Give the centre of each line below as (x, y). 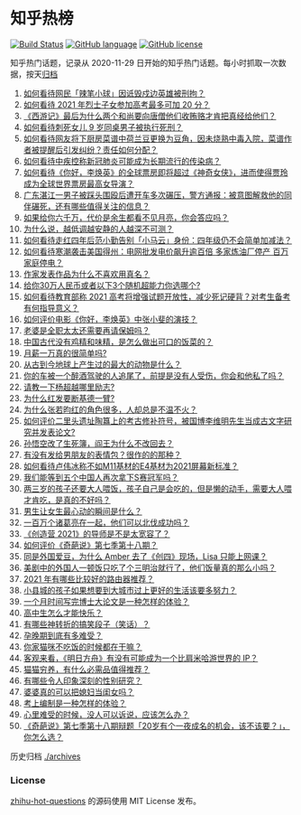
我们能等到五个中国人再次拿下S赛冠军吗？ (101, 477)
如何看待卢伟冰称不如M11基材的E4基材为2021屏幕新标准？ (131, 465)
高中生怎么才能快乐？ (63, 613)
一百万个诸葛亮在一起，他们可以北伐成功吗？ (106, 522)
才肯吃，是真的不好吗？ (67, 500)
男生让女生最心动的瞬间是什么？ (82, 511)
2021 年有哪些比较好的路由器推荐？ (89, 578)
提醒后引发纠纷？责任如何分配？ (99, 149)
